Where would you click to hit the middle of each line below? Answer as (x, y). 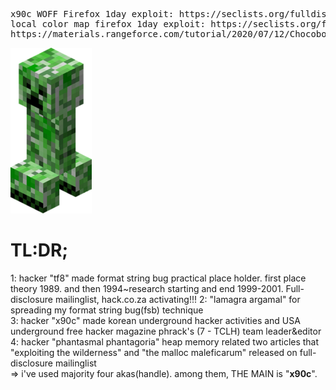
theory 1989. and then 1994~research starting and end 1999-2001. (147, 288)
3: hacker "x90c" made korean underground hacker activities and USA (155, 320)
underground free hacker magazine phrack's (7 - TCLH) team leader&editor (166, 331)
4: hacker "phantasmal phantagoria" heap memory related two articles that (165, 341)
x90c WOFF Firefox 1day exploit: (92, 14)
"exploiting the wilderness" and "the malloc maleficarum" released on (154, 352)
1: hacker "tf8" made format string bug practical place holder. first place (158, 278)
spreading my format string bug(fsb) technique (107, 310)
